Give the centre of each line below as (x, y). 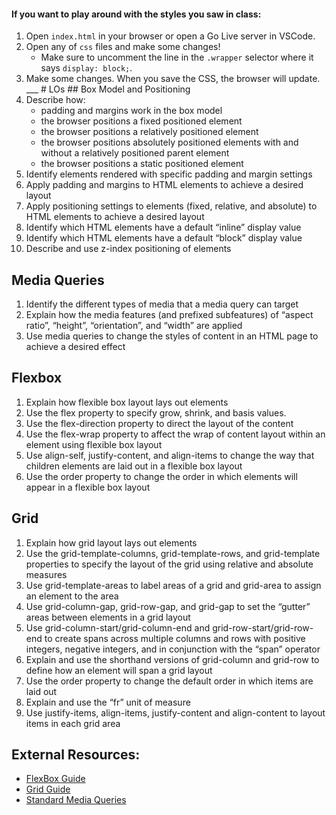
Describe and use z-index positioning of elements (128, 249)
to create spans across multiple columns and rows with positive (175, 638)
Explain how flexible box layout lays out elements (127, 402)
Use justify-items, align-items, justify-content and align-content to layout (175, 712)
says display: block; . (86, 68)
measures (46, 574)
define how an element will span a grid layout (119, 670)
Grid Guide (48, 789)
